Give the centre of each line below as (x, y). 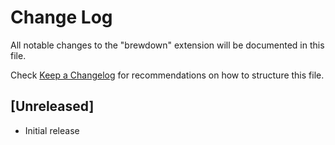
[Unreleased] (52, 106)
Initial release (52, 130)
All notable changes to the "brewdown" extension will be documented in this (167, 45)
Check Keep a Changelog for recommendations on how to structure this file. (167, 75)
